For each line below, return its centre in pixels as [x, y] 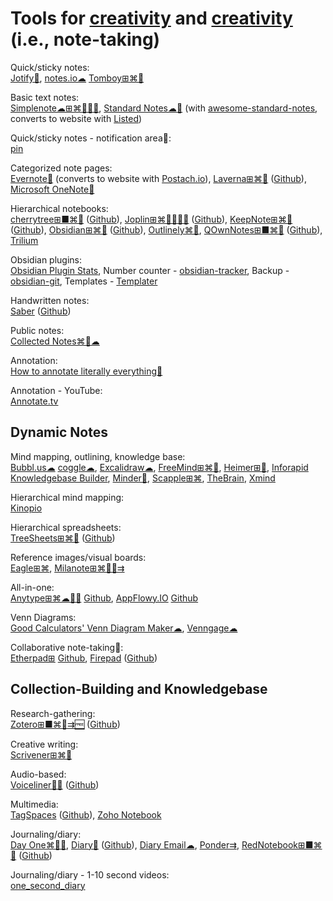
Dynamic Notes [59, 432]
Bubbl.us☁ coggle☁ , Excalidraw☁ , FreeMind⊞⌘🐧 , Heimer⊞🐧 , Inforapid [159, 467]
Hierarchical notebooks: [59, 208]
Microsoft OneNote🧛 [52, 189]
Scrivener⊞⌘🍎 [41, 754]
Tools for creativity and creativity [151, 18]
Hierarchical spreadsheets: [66, 527]
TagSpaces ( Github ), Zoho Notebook [86, 814]
